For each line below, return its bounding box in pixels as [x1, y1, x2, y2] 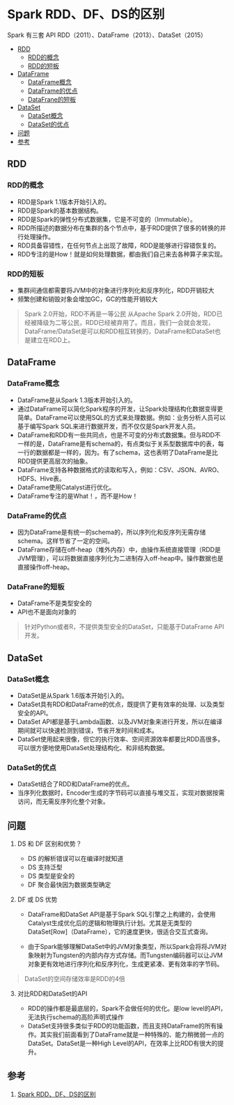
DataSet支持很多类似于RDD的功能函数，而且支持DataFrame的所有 [27, 1022, 217, 1030]
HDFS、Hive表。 [17, 474, 66, 482]
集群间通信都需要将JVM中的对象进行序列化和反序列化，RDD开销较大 [17, 286, 214, 294]
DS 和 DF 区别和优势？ [17, 839, 82, 848]
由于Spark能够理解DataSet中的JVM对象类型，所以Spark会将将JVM [27, 943, 221, 950]
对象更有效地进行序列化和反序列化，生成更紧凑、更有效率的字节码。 [27, 960, 224, 968]
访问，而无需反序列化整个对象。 [17, 798, 109, 806]
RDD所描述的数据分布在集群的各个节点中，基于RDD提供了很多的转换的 [17, 224, 221, 232]
